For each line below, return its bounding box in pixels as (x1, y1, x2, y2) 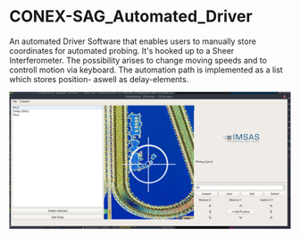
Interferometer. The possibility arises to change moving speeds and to (9, 55, 268, 65)
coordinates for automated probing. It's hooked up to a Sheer (9, 45, 235, 55)
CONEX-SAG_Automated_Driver (9, 6, 253, 27)
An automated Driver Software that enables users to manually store (9, 36, 257, 47)
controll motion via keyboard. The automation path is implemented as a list (9, 64, 283, 75)
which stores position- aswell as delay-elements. (9, 73, 189, 84)
